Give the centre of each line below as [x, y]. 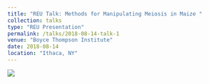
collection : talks [35, 20]
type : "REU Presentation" [46, 27]
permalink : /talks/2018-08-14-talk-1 [63, 34]
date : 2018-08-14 [33, 47]
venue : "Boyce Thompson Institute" [60, 40]
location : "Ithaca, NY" [43, 54]
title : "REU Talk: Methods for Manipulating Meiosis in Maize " [105, 14]
